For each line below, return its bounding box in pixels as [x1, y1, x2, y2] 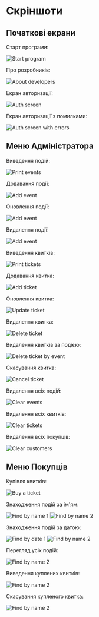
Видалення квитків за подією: [6, 341, 81, 348]
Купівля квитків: [6, 477, 47, 485]
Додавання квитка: [6, 272, 55, 279]
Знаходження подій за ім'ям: [6, 501, 79, 508]
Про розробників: [6, 67, 51, 74]
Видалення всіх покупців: [6, 433, 71, 440]
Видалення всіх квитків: [6, 410, 67, 417]
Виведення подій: [6, 157, 51, 164]
